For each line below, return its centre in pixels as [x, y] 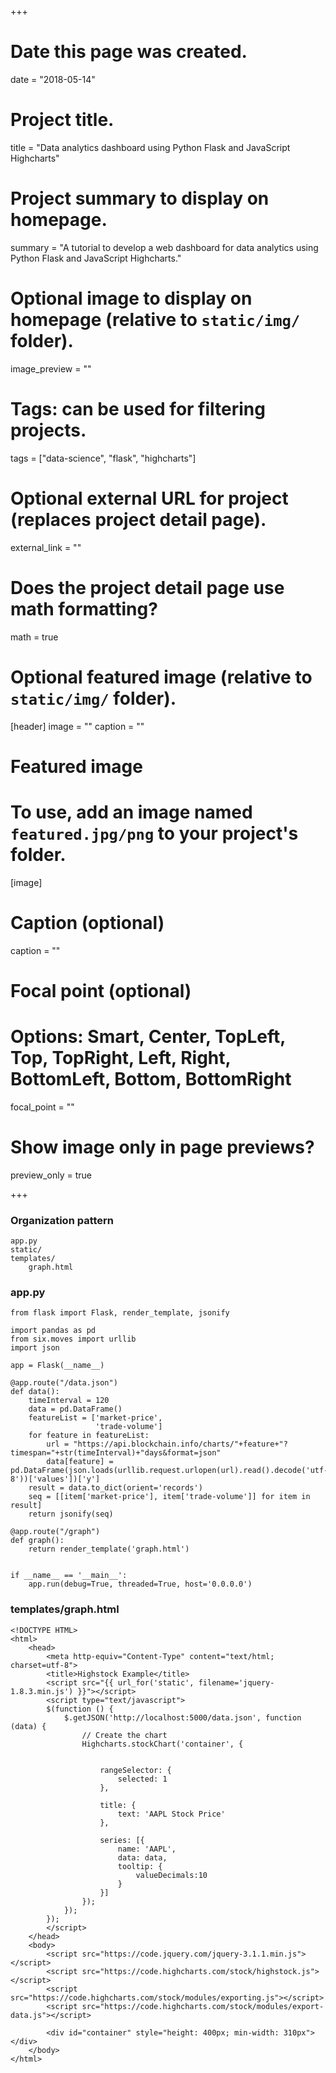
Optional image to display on [131, 298]
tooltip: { [140, 1866]
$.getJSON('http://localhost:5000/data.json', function [182, 1717]
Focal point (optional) [101, 990]
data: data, [142, 1857]
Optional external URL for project [149, 498]
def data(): [35, 1392]
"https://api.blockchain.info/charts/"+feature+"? [180, 1444]
